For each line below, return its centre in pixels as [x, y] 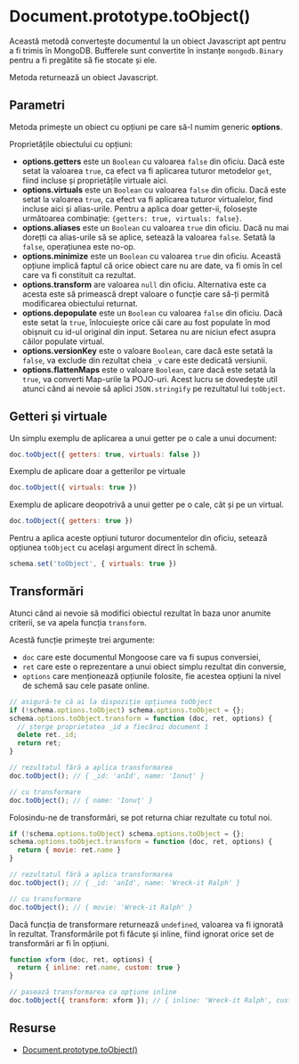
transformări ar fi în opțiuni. [59, 943]
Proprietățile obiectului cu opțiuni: [71, 143]
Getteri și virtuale [58, 417]
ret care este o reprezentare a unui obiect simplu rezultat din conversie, [154, 667]
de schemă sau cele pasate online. [85, 685]
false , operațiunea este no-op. [79, 246]
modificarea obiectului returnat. [80, 303]
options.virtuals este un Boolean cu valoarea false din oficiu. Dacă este [154, 190]
